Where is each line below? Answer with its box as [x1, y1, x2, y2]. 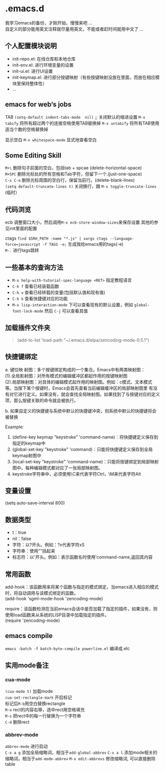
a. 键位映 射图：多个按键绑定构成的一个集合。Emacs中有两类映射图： [5, 366, 145, 372]
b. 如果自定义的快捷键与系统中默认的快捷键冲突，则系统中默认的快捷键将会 [5, 408, 157, 414]
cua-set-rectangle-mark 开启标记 [5, 694, 72, 700]
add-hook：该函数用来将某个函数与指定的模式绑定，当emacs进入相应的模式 [5, 584, 159, 590]
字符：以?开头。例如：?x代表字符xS [12, 542, 85, 548]
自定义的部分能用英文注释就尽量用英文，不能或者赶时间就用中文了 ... [5, 26, 144, 32]
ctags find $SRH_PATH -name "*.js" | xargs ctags [5, 235, 108, 241]
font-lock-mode [12, 309, 44, 314]
